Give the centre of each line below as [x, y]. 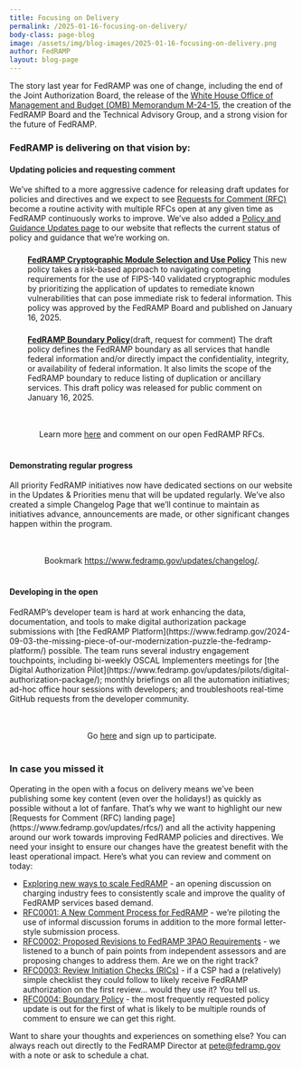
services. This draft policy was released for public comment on [145, 388]
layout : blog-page [44, 60]
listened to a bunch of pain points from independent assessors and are [154, 951]
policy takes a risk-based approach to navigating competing [139, 269]
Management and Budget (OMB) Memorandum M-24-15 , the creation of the [151, 105]
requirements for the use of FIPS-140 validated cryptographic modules [159, 279]
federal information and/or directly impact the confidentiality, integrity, [158, 359]
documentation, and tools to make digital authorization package [128, 621]
